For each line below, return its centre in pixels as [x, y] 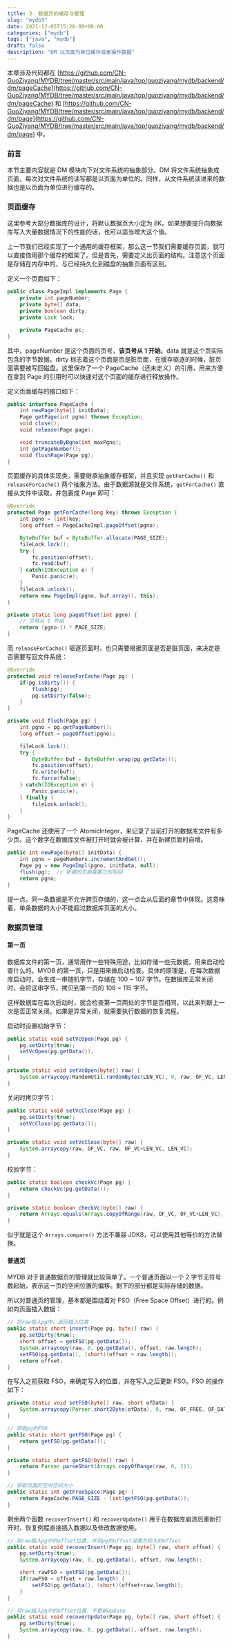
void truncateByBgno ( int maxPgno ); [71, 442]
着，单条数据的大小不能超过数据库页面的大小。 [74, 907]
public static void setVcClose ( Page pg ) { [69, 1111]
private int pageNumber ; [55, 298]
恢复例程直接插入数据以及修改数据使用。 [83, 1527]
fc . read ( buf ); [52, 564]
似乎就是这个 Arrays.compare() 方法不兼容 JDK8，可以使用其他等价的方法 [112, 1234]
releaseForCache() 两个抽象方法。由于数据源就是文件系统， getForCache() [112, 484]
